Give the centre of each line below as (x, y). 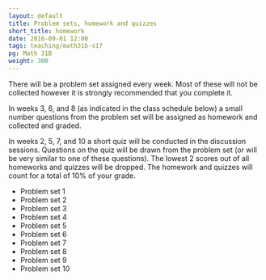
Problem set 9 (43, 260)
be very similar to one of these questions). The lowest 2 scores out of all (129, 158)
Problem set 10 (45, 269)
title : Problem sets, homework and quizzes (83, 23)
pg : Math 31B (30, 53)
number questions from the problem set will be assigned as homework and (133, 117)
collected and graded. (45, 125)
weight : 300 (28, 62)
